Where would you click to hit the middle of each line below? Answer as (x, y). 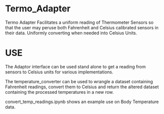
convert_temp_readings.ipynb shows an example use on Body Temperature (82, 102)
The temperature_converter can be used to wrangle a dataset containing (79, 81)
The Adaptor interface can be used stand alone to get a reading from (76, 66)
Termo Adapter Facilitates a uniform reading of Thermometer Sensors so (79, 22)
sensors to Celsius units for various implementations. (59, 72)
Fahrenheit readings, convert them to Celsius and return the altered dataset (82, 87)
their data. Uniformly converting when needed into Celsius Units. (71, 33)
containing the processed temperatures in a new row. (59, 92)
